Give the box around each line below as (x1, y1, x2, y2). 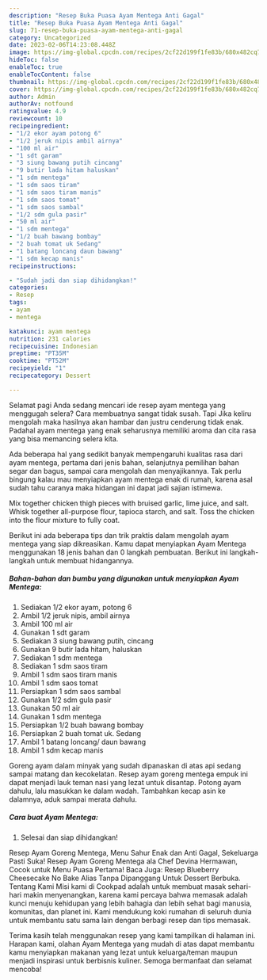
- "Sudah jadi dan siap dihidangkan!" (9, 276, 137, 284)
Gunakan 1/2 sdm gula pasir (20, 695, 112, 704)
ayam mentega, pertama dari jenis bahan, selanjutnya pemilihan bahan (9, 457, 240, 467)
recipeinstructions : (9, 262, 78, 270)
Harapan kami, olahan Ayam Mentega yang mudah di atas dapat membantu (9, 939, 255, 948)
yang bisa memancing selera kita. (9, 433, 119, 444)
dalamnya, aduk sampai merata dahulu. (9, 794, 138, 804)
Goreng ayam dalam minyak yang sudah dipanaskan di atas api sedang (9, 761, 242, 770)
